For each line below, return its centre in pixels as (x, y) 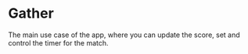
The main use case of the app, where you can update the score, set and (124, 35)
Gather (31, 13)
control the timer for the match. (58, 42)
